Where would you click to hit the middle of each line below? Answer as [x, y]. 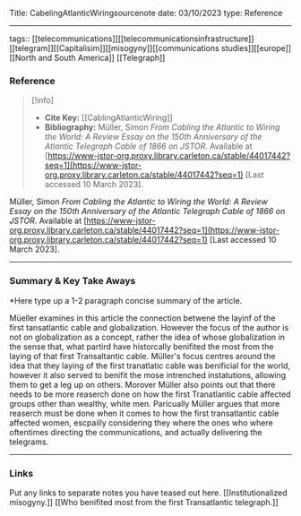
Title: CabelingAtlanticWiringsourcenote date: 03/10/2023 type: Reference [146, 13]
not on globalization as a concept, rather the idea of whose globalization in [147, 337]
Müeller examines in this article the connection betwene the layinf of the [142, 318]
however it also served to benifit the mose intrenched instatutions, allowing [148, 374]
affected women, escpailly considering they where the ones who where [141, 422]
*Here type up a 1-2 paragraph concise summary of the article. [126, 300]
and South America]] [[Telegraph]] [102, 58]
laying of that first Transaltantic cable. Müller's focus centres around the [142, 356]
